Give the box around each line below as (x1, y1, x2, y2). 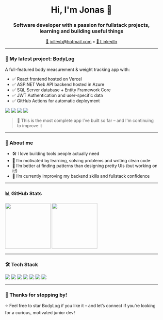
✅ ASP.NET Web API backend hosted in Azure (12, 81, 105, 87)
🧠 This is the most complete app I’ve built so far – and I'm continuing (16, 118, 154, 123)
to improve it (16, 122, 42, 128)
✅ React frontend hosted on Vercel (12, 76, 82, 82)
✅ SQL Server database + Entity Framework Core (12, 87, 111, 93)
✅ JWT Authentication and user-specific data (12, 92, 103, 98)
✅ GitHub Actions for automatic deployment (12, 98, 100, 103)
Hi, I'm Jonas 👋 (50, 4, 113, 16)
